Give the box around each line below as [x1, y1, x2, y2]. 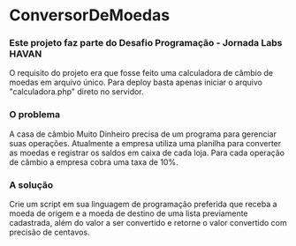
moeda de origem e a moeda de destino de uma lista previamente [9, 208, 249, 219]
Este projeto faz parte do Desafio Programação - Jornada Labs [9, 37, 283, 49]
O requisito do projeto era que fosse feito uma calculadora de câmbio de [9, 68, 274, 78]
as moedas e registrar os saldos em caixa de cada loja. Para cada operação [9, 147, 285, 158]
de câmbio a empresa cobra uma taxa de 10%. [9, 156, 178, 168]
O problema [9, 108, 61, 121]
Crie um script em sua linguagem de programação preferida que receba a [9, 199, 277, 210]
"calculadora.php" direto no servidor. [9, 86, 144, 97]
